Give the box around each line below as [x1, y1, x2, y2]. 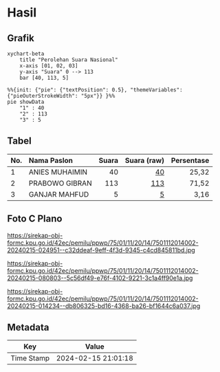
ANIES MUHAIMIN [28, 167, 88, 177]
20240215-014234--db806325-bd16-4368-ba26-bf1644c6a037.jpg [7, 301, 201, 310]
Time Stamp [10, 353, 50, 363]
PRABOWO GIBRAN [28, 178, 92, 188]
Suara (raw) [124, 155, 165, 165]
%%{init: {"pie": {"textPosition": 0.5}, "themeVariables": [7, 87, 184, 94]
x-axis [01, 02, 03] [19, 63, 78, 69]
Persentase [170, 155, 210, 165]
